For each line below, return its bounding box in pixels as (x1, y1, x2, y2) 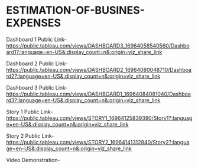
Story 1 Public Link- (6, 108, 53, 115)
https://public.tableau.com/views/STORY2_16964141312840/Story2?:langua (6, 138, 190, 145)
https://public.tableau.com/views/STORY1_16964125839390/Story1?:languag (6, 114, 193, 122)
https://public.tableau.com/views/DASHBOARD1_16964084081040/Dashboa (6, 90, 191, 97)
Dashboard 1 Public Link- (6, 36, 67, 43)
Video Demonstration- (6, 156, 60, 163)
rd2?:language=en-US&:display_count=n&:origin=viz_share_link (6, 72, 161, 80)
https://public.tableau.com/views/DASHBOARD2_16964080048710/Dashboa (6, 66, 192, 73)
